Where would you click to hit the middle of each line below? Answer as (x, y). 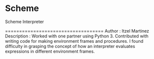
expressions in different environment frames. (50, 51)
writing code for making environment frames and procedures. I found (74, 41)
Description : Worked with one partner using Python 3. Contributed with (77, 36)
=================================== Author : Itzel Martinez (77, 31)
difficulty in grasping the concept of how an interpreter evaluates (70, 46)
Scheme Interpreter (25, 22)
